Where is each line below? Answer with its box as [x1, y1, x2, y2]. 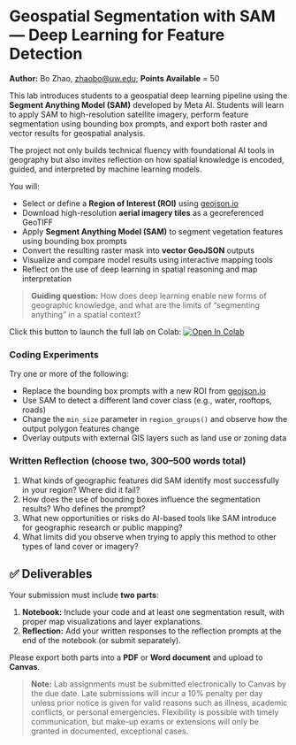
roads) [21, 404, 47, 415]
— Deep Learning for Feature [9, 25, 225, 45]
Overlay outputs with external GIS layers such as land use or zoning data [21, 433, 287, 443]
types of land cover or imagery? [21, 541, 139, 551]
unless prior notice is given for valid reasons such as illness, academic [30, 697, 288, 709]
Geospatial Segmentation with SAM [9, 6, 276, 27]
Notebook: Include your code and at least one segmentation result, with [21, 607, 285, 618]
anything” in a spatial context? [30, 309, 141, 319]
